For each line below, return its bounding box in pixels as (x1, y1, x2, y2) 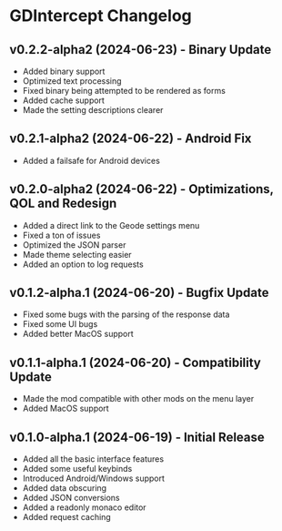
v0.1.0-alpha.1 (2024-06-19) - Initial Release (9, 429, 266, 444)
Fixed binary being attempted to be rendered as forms (22, 86, 226, 96)
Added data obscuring (22, 483, 107, 494)
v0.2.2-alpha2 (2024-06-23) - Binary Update (9, 42, 272, 57)
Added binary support (22, 66, 106, 77)
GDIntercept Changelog (9, 5, 193, 26)
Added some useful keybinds (22, 464, 133, 475)
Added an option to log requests (22, 259, 144, 270)
